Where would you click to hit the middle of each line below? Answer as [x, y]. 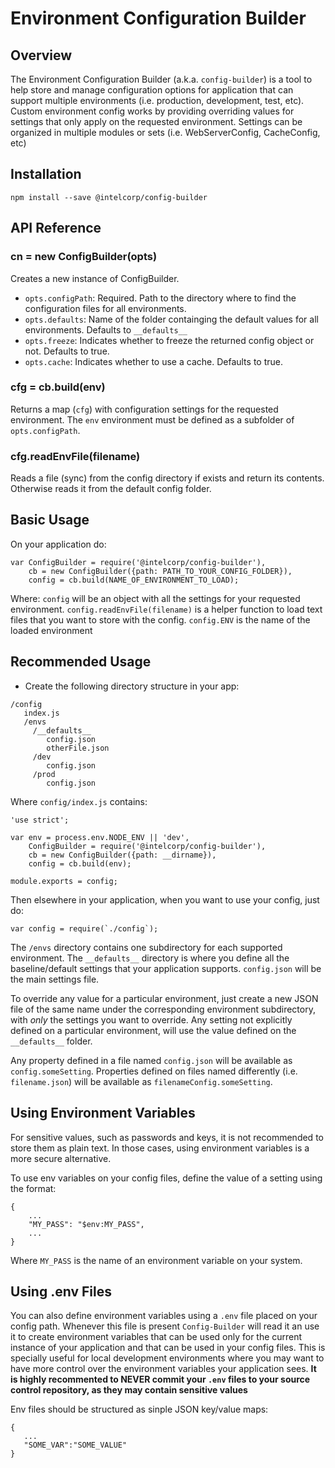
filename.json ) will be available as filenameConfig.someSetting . [141, 1081]
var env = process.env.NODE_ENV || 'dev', [100, 837]
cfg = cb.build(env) [58, 387]
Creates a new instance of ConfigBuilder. [95, 278]
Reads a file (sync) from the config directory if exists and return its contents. [167, 478]
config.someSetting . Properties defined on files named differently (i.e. [154, 1071]
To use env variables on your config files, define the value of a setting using [166, 1178]
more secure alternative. [61, 1158]
